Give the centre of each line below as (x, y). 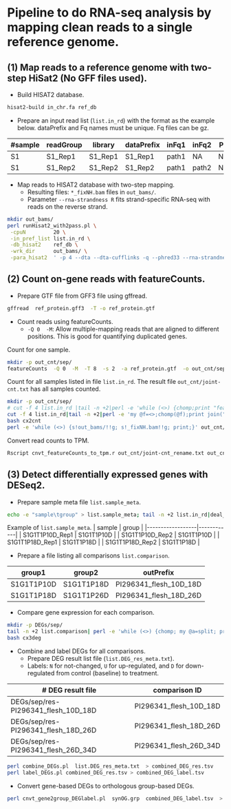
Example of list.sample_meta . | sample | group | (75, 528)
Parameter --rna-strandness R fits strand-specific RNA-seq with (119, 199)
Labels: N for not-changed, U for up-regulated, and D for (106, 666)
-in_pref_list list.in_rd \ (50, 238)
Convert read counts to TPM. (48, 440)
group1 (33, 573)
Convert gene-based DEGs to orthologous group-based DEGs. (106, 786)
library (103, 145)
